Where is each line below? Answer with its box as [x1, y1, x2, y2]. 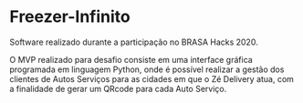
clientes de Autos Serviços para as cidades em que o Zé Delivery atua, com [9, 73, 295, 84]
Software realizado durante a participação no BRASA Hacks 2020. [9, 36, 258, 47]
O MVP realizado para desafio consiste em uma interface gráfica [9, 54, 253, 65]
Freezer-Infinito [9, 6, 131, 27]
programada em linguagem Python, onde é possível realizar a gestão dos [9, 64, 285, 75]
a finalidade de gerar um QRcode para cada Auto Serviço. [9, 83, 227, 94]
